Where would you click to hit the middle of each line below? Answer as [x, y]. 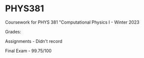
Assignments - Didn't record [34, 41]
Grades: [13, 31]
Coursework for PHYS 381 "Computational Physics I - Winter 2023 [72, 22]
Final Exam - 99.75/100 [28, 51]
